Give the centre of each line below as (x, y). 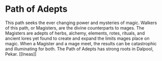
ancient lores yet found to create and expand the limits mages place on (77, 38)
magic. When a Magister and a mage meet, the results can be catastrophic (81, 43)
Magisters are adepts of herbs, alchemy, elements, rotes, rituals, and (75, 33)
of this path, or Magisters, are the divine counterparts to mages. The (75, 28)
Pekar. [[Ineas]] (21, 54)
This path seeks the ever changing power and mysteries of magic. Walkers (81, 23)
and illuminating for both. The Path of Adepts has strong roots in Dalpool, (80, 49)
